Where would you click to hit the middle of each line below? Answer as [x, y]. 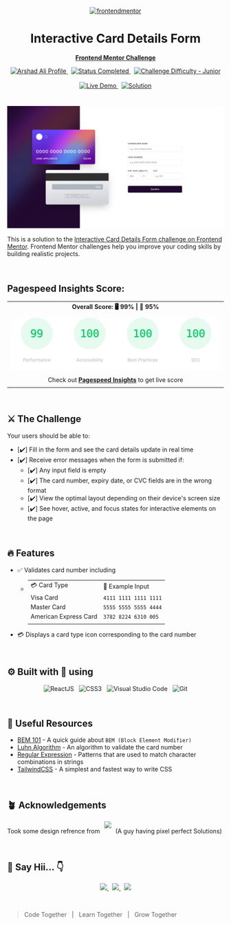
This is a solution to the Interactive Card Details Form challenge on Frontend [114, 239]
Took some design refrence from [54, 831]
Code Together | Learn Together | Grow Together [100, 915]
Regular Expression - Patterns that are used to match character [107, 755]
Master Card [48, 607]
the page [40, 518]
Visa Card [44, 597]
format [37, 490]
